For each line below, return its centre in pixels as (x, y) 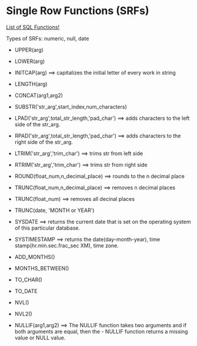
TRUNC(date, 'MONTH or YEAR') (54, 210)
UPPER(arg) (29, 50)
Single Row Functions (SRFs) (78, 11)
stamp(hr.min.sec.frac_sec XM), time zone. (67, 246)
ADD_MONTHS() (35, 257)
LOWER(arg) (30, 61)
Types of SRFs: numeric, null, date (48, 38)
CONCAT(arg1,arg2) (39, 95)
